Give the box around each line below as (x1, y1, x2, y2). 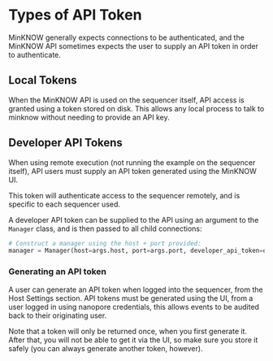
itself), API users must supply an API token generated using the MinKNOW (8, 166, 258, 176)
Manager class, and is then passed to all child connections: (8, 224, 202, 233)
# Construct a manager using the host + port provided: (8, 239, 201, 247)
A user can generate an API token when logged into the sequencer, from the (8, 285, 263, 294)
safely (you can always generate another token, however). (8, 343, 203, 353)
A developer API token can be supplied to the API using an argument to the (8, 215, 259, 224)
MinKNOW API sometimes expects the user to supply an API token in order (8, 41, 258, 50)
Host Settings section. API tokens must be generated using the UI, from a (8, 293, 253, 302)
